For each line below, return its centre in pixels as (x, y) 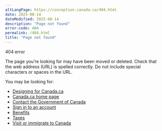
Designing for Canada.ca (38, 91)
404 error (15, 52)
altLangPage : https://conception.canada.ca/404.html (61, 10)
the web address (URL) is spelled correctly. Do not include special (73, 66)
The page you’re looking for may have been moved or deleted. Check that (81, 61)
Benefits (21, 112)
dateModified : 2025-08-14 (32, 19)
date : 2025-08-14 (23, 14)
